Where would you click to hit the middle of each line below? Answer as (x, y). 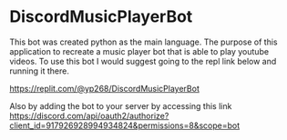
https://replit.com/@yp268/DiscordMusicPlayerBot (105, 88)
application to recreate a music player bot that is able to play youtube (139, 51)
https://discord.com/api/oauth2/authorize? (89, 115)
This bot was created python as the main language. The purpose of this (143, 42)
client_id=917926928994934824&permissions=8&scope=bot (125, 125)
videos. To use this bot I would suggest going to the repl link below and (143, 61)
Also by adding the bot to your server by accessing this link (121, 105)
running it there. (40, 71)
